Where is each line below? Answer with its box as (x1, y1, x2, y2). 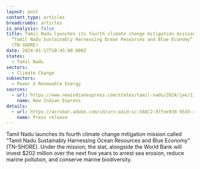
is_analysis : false (6, 25, 55, 32)
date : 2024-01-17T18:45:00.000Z (6, 48, 86, 54)
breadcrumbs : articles (6, 20, 62, 26)
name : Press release (17, 114, 68, 120)
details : (6, 103, 28, 109)
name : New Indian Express (17, 97, 82, 103)
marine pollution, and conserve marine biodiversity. (6, 156, 132, 163)
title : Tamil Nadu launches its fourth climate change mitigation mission (6, 31, 196, 37)
